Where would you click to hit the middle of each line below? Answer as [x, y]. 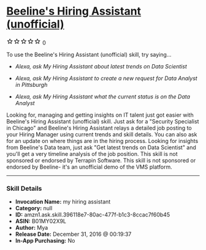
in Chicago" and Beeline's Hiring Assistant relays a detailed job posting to [99, 128]
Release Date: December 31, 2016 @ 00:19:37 [73, 234]
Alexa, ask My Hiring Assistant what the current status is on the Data [103, 97]
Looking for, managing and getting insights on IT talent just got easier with [100, 115]
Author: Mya [32, 228]
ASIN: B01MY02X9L [40, 221]
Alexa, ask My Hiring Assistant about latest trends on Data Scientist [101, 66]
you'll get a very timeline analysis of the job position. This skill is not [92, 153]
